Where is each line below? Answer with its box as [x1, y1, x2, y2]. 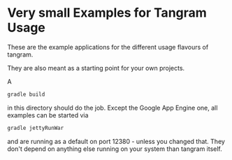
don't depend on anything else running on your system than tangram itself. [7, 145, 222, 153]
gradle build [7, 91, 45, 98]
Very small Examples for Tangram [7, 5, 208, 21]
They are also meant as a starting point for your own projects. [7, 64, 185, 72]
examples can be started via [7, 110, 89, 119]
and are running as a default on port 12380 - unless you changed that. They [7, 137, 226, 145]
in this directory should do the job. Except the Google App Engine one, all [7, 103, 218, 112]
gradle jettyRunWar [7, 124, 64, 131]
